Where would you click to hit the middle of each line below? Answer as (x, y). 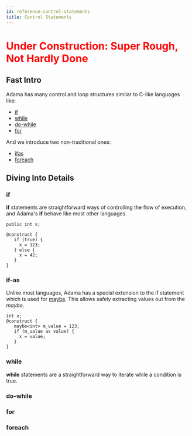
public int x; (23, 224)
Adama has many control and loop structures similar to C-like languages (93, 94)
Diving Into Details (40, 178)
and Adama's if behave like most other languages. (66, 214)
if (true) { (28, 240)
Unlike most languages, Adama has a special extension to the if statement (95, 293)
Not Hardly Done (47, 58)
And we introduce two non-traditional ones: (59, 142)
